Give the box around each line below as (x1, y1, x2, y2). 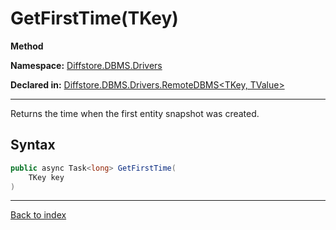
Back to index (10, 209, 67, 221)
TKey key (28, 172, 65, 182)
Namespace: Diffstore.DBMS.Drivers (10, 59, 163, 71)
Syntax (10, 137, 56, 154)
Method (10, 40, 44, 52)
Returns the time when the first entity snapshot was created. (10, 107, 260, 119)
